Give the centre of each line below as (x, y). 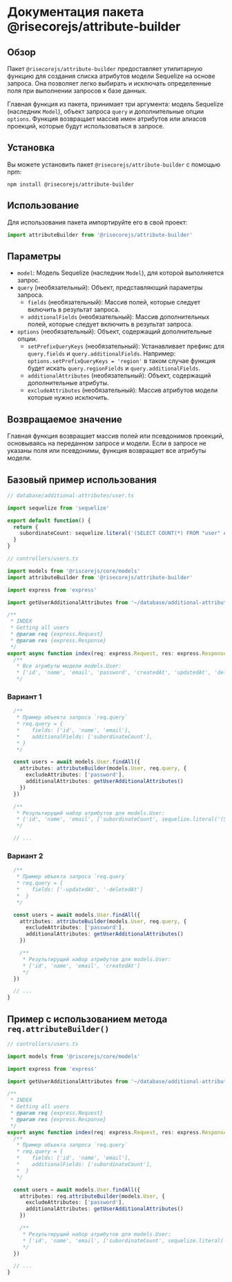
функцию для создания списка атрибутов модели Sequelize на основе (111, 76)
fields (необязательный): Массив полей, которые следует (114, 302)
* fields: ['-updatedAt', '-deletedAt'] (80, 890)
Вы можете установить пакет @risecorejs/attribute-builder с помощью (114, 164)
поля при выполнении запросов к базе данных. (77, 91)
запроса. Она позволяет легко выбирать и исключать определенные (109, 83)
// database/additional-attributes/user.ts (71, 495)
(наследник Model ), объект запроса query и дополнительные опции (106, 111)
